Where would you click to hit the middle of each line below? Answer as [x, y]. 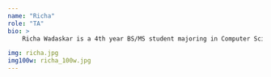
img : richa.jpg [33, 53]
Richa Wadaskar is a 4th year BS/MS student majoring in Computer [136, 38]
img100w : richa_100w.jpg [49, 61]
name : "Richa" [32, 16]
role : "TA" [26, 24]
